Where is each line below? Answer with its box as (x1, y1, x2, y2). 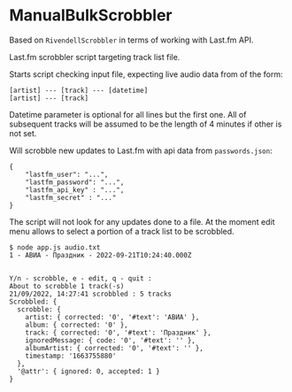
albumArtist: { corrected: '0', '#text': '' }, (25, 343, 204, 352)
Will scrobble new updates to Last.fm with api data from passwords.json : (9, 145, 273, 156)
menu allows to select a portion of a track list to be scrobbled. (9, 226, 234, 236)
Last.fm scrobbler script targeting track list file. (9, 51, 181, 62)
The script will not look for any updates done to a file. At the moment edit (9, 216, 276, 227)
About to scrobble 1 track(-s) (9, 281, 125, 290)
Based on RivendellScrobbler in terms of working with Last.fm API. (9, 35, 254, 45)
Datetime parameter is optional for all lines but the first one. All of (9, 109, 247, 119)
